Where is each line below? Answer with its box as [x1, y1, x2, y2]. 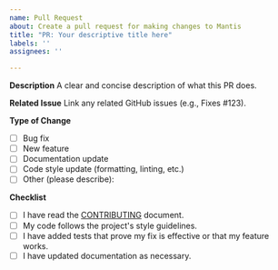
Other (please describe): [22, 174, 115, 185]
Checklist [9, 192, 47, 203]
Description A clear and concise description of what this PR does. [9, 80, 257, 91]
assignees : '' [9, 47, 64, 56]
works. [22, 240, 48, 251]
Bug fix [22, 133, 50, 144]
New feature [22, 143, 70, 155]
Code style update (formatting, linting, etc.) [22, 164, 184, 175]
